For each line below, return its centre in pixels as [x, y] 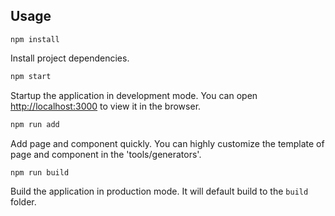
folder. [23, 202]
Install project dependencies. [70, 58]
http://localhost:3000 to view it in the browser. [106, 106]
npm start [31, 76]
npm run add [35, 124]
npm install [35, 39]
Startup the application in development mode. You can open [134, 95]
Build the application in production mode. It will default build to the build [159, 191]
